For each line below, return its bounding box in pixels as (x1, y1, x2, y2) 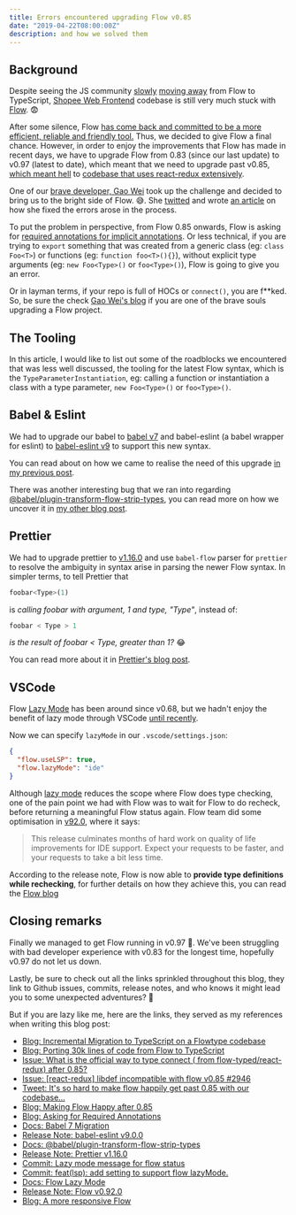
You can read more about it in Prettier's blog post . (9, 654, 191, 665)
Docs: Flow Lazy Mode (21, 1176, 106, 1187)
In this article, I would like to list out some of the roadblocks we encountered (9, 354, 287, 364)
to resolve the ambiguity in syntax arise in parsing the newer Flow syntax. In (9, 561, 285, 572)
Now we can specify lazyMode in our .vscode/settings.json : (9, 730, 228, 741)
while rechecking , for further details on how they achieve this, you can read (9, 878, 287, 889)
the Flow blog (9, 888, 59, 898)
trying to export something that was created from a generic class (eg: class (9, 241, 285, 251)
